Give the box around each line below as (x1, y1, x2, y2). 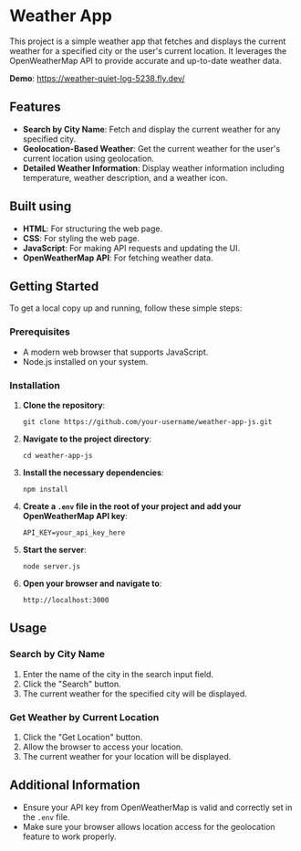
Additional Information (9, 778, 140, 793)
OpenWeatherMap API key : (22, 510, 128, 521)
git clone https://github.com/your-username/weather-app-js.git (22, 417, 273, 426)
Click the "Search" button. (22, 678, 121, 689)
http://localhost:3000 (22, 595, 109, 604)
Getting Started (9, 278, 99, 293)
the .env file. (22, 811, 70, 823)
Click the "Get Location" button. (22, 731, 143, 742)
